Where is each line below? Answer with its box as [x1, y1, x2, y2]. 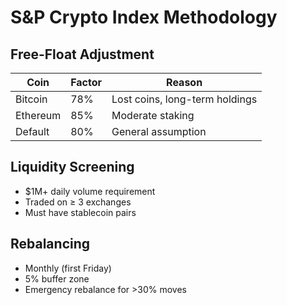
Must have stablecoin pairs [24, 206, 137, 218]
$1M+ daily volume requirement [24, 185, 156, 197]
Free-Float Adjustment [10, 46, 155, 63]
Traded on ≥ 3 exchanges [24, 196, 132, 208]
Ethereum [15, 109, 62, 122]
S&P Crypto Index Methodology [10, 6, 278, 29]
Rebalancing [10, 236, 91, 253]
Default [15, 125, 50, 138]
